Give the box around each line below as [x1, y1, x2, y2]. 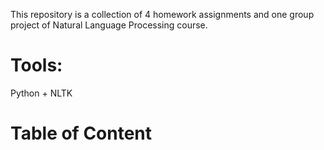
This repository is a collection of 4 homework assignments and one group [10, 9, 315, 20]
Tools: [10, 54, 63, 77]
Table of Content [10, 122, 153, 145]
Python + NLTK [10, 87, 73, 99]
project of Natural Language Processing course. [10, 19, 208, 31]
